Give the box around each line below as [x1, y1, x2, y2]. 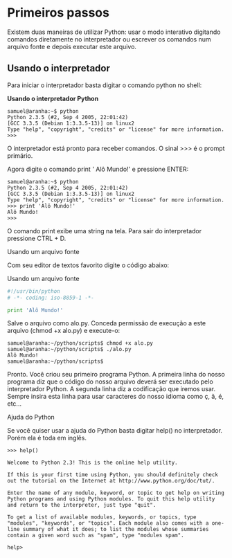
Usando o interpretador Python [7, 94, 99, 102]
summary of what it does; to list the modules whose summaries [22, 526, 209, 533]
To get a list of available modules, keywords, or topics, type [7, 514, 197, 521]
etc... [7, 399, 22, 408]
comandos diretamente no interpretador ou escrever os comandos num [7, 35, 211, 43]
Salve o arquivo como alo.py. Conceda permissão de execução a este [7, 319, 206, 327]
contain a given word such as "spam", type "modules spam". [7, 532, 185, 539]
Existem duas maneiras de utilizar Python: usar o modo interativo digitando [7, 28, 221, 36]
